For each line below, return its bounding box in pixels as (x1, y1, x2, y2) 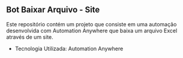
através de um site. (6, 33, 54, 41)
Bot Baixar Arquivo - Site (6, 5, 100, 15)
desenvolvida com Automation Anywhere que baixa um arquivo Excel (6, 27, 178, 34)
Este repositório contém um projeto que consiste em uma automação (6, 20, 177, 28)
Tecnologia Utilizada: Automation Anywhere (14, 45, 124, 52)
